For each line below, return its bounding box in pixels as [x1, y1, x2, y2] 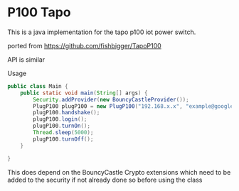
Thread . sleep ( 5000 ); [33, 129, 94, 136]
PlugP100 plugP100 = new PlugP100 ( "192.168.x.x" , [33, 102, 183, 110]
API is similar [7, 55, 45, 64]
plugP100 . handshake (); [33, 109, 100, 116]
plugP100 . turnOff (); [33, 136, 94, 143]
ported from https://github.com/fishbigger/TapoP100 [7, 41, 161, 50]
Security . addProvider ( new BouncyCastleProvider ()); [33, 96, 190, 103]
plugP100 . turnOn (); [33, 122, 91, 130]
